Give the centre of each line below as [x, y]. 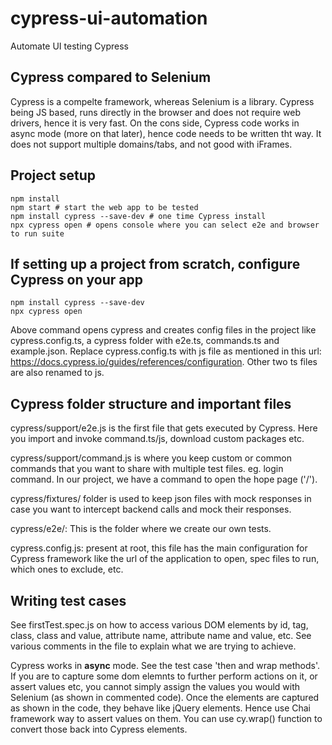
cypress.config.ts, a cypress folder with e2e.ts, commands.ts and [145, 341]
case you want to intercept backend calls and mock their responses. [151, 509]
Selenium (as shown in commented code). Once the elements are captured [165, 697]
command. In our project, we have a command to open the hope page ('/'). [164, 479]
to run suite [37, 233]
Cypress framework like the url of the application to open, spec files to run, [165, 559]
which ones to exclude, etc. [67, 569]
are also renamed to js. [57, 373]
